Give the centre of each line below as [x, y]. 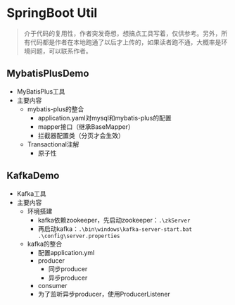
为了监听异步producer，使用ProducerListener [104, 294]
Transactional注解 [53, 144]
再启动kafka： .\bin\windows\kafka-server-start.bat [115, 229]
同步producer [68, 268]
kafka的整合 [45, 244]
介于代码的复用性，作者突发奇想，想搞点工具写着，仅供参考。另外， [122, 33]
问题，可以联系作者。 [61, 51]
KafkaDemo [33, 176]
